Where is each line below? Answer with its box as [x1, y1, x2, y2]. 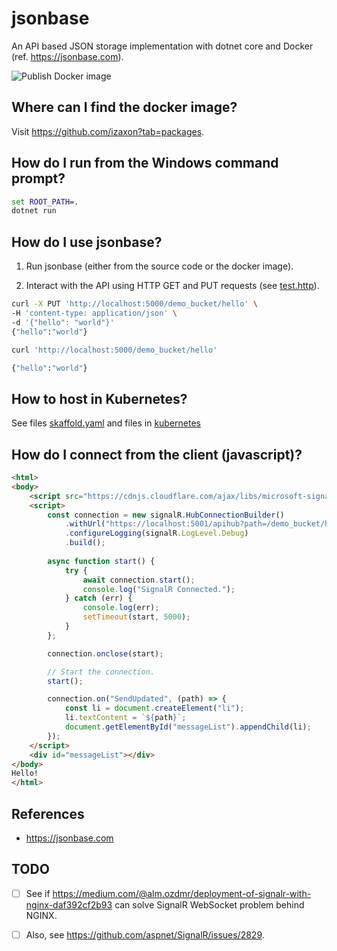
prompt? [11, 170, 66, 187]
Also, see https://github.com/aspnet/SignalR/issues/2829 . [25, 928, 265, 941]
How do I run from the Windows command [11, 155, 279, 172]
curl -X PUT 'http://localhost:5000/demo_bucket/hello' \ [11, 299, 258, 309]
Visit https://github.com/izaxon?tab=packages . [11, 125, 205, 137]
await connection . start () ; [82, 575, 196, 585]
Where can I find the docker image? [11, 99, 238, 116]
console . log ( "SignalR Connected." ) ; [82, 584, 236, 594]
